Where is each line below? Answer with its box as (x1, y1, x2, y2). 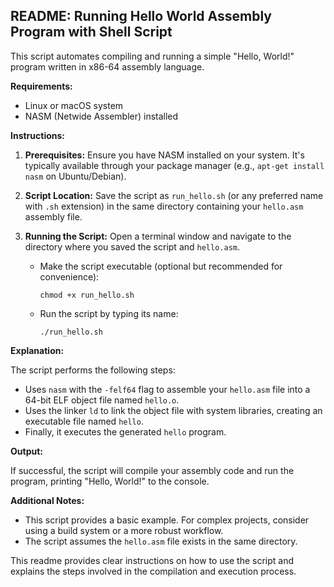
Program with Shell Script (10, 24, 173, 41)
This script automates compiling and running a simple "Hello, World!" (10, 50, 295, 62)
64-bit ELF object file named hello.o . (24, 394, 180, 406)
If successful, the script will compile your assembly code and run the (10, 464, 295, 476)
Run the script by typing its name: (39, 307, 179, 319)
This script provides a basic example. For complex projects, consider (24, 514, 310, 526)
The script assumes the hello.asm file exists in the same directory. (24, 535, 298, 547)
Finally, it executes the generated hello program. (24, 425, 227, 438)
